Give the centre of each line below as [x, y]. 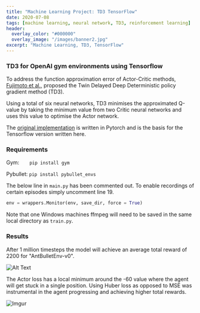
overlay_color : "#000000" [44, 34]
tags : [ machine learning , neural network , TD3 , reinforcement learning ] [99, 23]
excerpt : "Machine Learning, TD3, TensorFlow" [65, 45]
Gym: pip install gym [38, 163]
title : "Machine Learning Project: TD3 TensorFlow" [72, 12]
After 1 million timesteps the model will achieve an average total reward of [97, 250]
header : [16, 28]
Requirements [27, 150]
